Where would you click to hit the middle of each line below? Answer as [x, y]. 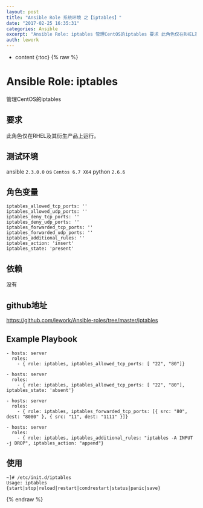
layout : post [23, 12]
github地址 [27, 305]
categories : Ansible [32, 29]
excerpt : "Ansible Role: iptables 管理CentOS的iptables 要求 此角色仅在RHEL [101, 34]
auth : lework [23, 40]
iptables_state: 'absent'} [40, 390]
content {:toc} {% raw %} [47, 57]
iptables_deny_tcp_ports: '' [43, 217]
